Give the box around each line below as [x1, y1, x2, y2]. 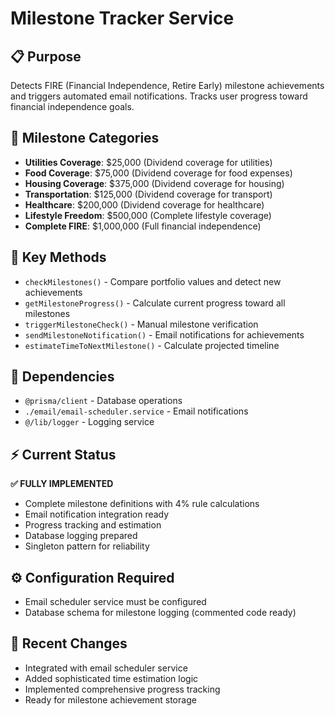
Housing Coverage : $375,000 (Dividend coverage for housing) [24, 177, 285, 189]
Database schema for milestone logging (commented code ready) [24, 607, 297, 619]
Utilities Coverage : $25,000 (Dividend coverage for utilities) [24, 156, 273, 168]
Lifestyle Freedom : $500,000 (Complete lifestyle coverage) [24, 209, 272, 221]
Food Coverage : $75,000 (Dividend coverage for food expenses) [24, 167, 293, 179]
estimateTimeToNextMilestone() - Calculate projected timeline [24, 339, 280, 351]
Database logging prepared [24, 530, 138, 542]
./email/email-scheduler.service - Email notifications [24, 405, 249, 417]
